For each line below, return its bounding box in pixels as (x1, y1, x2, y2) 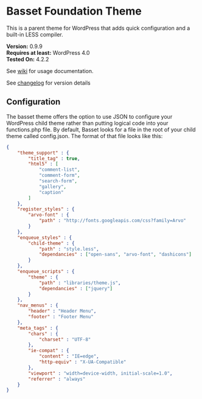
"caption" (38, 189, 64, 195)
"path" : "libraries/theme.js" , (38, 280, 121, 286)
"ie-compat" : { (28, 348, 69, 354)
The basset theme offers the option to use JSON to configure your (6, 113, 173, 120)
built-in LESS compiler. (6, 30, 64, 38)
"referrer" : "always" (28, 376, 86, 382)
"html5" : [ (28, 161, 59, 167)
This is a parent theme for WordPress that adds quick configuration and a (6, 24, 190, 32)
